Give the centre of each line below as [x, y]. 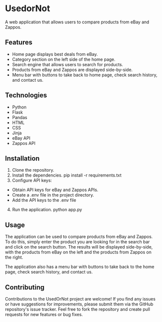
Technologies [26, 95]
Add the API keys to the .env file [44, 200]
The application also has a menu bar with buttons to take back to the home [80, 267]
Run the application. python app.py [47, 210]
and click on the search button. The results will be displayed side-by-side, [79, 247]
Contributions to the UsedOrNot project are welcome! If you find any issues [80, 299]
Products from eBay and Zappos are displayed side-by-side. [72, 70]
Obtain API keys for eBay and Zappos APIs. [55, 190]
